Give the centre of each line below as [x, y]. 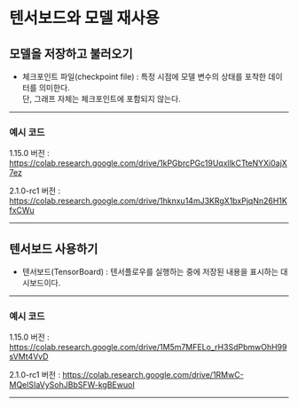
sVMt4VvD [29, 356]
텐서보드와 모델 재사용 [84, 18]
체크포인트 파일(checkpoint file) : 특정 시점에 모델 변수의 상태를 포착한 [144, 77]
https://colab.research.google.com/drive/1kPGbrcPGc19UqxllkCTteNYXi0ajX [149, 163]
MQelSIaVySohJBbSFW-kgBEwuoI [72, 385]
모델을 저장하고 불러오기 [71, 54]
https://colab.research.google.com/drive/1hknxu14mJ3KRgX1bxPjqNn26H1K [149, 201]
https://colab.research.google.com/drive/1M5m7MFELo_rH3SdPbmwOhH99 [148, 348]
